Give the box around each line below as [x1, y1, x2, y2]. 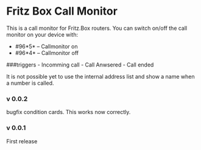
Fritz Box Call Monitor [6, 4, 118, 18]
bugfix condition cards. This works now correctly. [6, 109, 131, 116]
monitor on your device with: [6, 30, 79, 38]
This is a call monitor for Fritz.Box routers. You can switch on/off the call [6, 24, 188, 32]
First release [6, 137, 38, 145]
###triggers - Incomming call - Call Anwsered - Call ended [6, 61, 154, 68]
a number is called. [6, 79, 54, 87]
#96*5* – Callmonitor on [15, 43, 78, 50]
